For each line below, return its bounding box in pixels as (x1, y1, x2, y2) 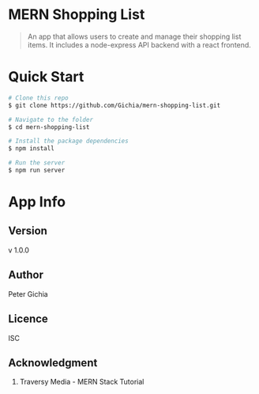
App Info (8, 193, 66, 211)
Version (8, 224, 47, 238)
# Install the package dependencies (8, 137, 129, 146)
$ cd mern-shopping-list (8, 123, 90, 131)
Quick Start (8, 68, 84, 86)
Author (8, 268, 43, 282)
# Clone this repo (8, 93, 69, 102)
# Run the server (8, 159, 66, 167)
